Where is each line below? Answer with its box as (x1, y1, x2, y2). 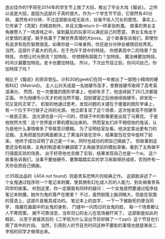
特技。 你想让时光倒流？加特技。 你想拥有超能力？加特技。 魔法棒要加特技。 (5, 54, 160, 59)
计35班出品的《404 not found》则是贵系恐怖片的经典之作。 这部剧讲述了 (5, 173, 153, 179)
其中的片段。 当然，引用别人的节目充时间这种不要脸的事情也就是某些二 (13, 222, 157, 228)
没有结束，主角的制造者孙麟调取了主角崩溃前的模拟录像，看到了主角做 (13, 144, 156, 150)
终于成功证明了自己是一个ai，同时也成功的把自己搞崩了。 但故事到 (19, 138, 153, 144)
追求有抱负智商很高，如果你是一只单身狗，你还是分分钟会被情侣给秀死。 (9, 41, 156, 47)
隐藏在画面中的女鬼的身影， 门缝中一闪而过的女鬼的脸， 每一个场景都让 (14, 204, 160, 209)
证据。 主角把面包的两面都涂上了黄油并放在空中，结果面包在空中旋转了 (5, 132, 148, 137)
